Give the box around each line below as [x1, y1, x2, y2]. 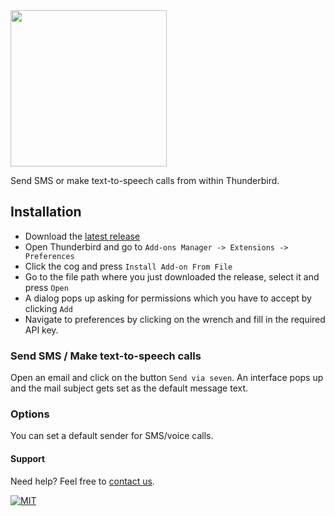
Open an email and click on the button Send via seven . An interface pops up [10, 372, 324, 384]
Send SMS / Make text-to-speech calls [10, 349, 202, 363]
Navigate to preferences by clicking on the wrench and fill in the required [24, 313, 326, 325]
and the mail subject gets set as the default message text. [10, 382, 249, 394]
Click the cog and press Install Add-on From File [24, 260, 233, 272]
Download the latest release [24, 230, 141, 242]
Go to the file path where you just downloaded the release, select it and [24, 270, 320, 283]
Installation [10, 204, 82, 221]
